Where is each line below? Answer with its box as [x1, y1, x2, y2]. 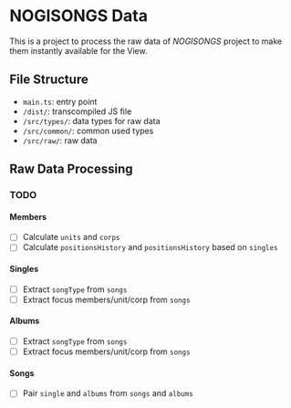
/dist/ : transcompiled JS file [22, 106, 132, 117]
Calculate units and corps [22, 232, 120, 243]
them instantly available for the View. [9, 45, 148, 56]
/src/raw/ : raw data [22, 134, 98, 146]
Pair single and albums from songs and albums [22, 388, 193, 399]
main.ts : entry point [22, 96, 98, 107]
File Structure [9, 72, 88, 88]
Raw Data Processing [9, 162, 133, 177]
